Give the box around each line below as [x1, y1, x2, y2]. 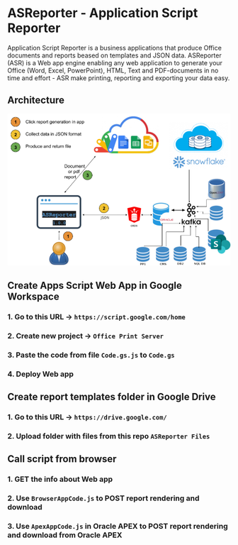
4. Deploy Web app [7, 369, 74, 379]
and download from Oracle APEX [7, 530, 123, 540]
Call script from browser [7, 453, 117, 466]
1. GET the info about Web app [7, 474, 113, 484]
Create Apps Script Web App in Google [7, 279, 182, 292]
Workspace [7, 290, 59, 302]
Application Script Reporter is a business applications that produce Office [7, 43, 222, 52]
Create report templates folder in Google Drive [7, 390, 216, 402]
